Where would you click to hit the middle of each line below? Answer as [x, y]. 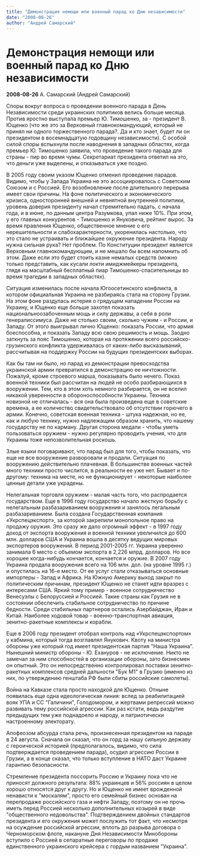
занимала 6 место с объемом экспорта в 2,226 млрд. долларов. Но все [99, 552]
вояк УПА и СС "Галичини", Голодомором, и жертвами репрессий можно [100, 702]
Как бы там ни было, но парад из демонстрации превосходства [88, 363]
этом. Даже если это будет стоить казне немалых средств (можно [92, 257]
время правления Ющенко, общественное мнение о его [78, 226]
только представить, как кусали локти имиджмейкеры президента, [93, 264]
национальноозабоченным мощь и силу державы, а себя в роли [89, 314]
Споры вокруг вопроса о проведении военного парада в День [86, 106]
